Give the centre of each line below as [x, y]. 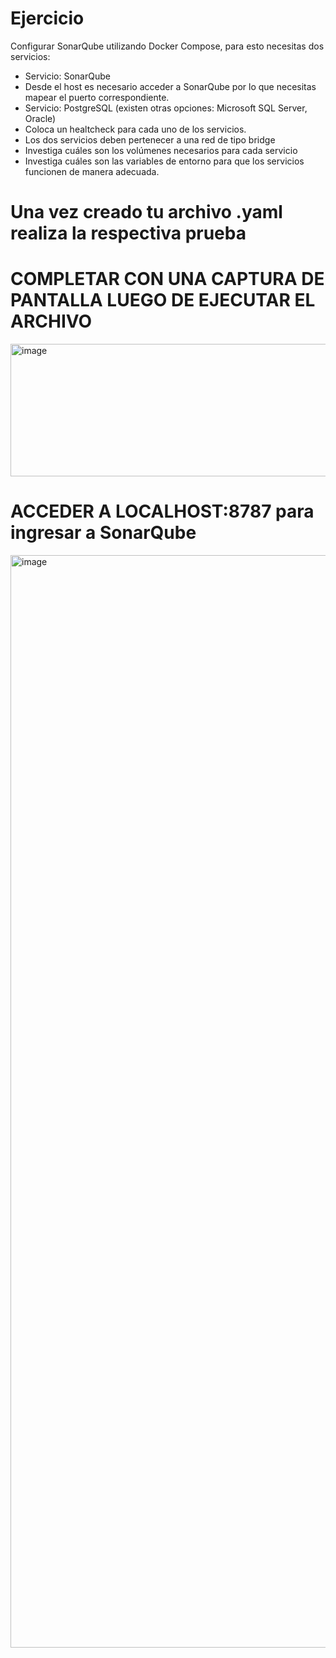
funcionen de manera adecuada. [92, 171]
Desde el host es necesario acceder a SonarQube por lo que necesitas [170, 86]
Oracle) [40, 118]
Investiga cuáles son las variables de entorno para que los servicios [164, 161]
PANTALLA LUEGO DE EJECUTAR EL [163, 300]
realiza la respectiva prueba [128, 233]
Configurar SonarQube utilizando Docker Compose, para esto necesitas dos [167, 46]
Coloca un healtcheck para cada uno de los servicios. [135, 129]
